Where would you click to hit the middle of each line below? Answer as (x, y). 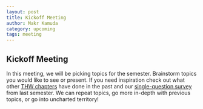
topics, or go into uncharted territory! (52, 99)
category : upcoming (31, 29)
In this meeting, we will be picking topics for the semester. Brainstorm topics (101, 73)
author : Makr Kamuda (32, 23)
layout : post (23, 12)
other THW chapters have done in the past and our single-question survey (99, 86)
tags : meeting (24, 35)
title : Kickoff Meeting (36, 18)
